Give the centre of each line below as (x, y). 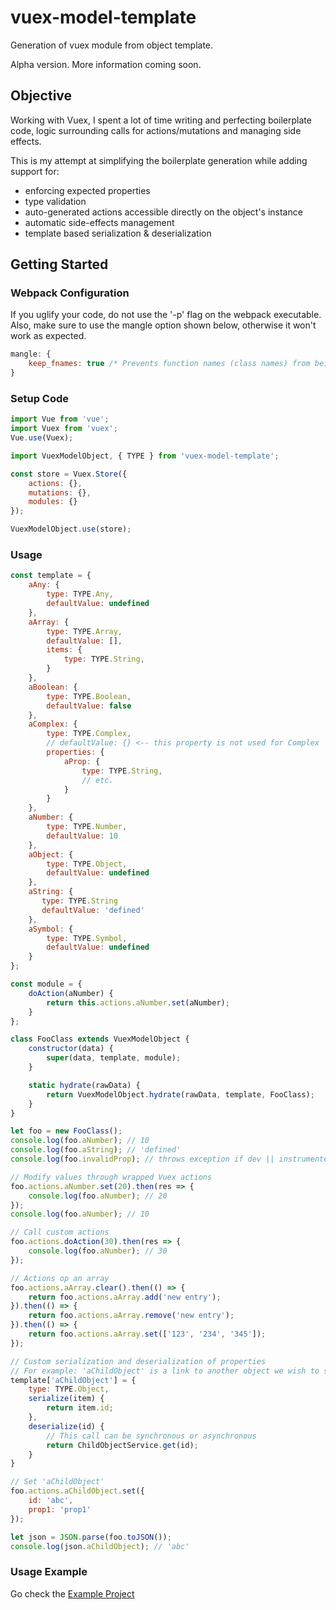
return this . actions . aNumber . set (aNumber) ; (138, 1002)
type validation (55, 201)
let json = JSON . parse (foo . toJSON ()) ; (91, 1537)
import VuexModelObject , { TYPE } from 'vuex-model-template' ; (145, 456)
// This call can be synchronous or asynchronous (151, 1436)
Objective (41, 96)
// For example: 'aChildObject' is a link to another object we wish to (165, 1371)
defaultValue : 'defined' (93, 910)
